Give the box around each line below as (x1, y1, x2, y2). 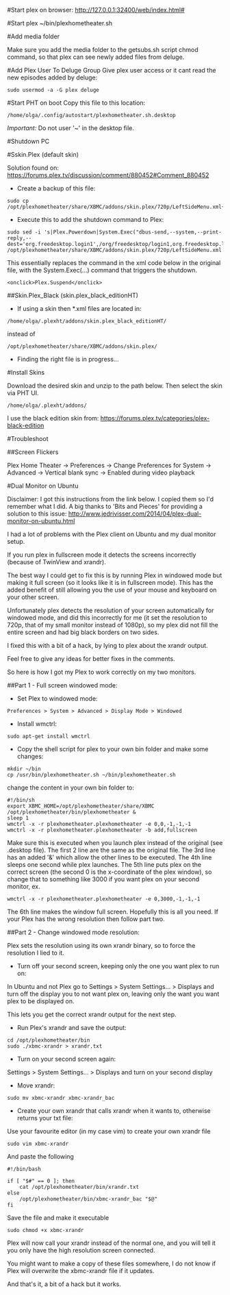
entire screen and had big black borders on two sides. (7, 628, 159, 636)
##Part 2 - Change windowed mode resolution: (7, 928, 140, 936)
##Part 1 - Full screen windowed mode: (7, 681, 118, 689)
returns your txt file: (16, 1114, 73, 1122)
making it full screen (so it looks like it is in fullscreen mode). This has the (7, 579, 214, 586)
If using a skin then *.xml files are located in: (16, 305, 142, 312)
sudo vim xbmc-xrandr (7, 1140, 69, 1147)
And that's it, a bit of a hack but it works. (7, 1280, 122, 1288)
